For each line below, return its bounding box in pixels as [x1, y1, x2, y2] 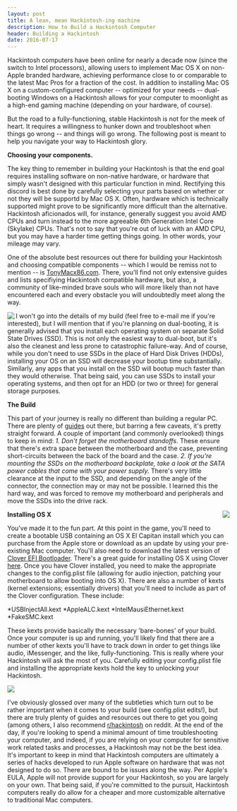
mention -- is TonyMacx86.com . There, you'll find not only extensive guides [7, 268, 228, 277]
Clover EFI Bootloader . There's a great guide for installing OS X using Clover [7, 554, 229, 563]
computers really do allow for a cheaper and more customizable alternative [7, 788, 226, 797]
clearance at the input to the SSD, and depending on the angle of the [7, 474, 207, 483]
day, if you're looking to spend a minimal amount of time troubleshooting [7, 728, 218, 737]
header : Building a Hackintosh [7, 30, 99, 37]
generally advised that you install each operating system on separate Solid [7, 327, 224, 335]
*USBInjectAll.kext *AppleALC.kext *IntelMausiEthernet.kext [7, 605, 184, 614]
